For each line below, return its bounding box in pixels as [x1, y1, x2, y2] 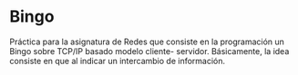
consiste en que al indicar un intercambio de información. [9, 55, 226, 66]
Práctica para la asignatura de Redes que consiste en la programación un [9, 36, 285, 47]
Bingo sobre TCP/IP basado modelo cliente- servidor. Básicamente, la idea [9, 45, 290, 56]
